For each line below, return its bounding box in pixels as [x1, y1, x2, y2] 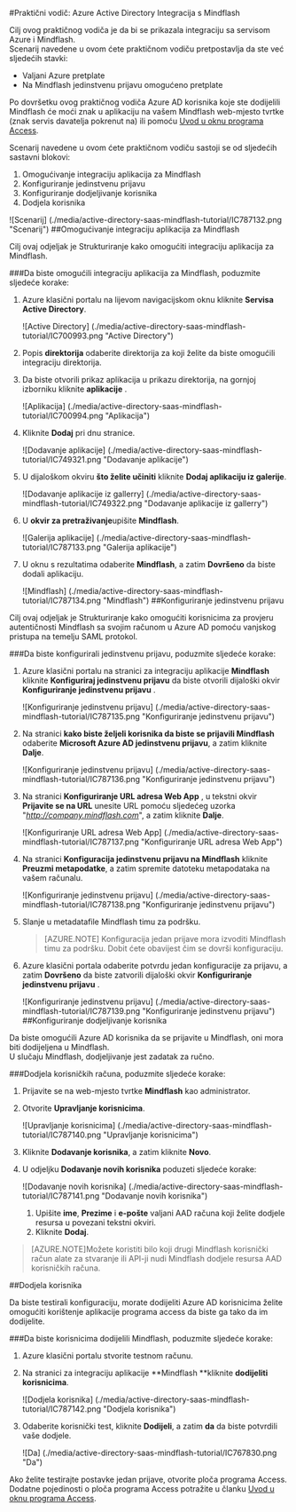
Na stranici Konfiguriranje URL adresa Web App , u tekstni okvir [21, 791, 258, 802]
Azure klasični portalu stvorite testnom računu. [21, 1350, 193, 1361]
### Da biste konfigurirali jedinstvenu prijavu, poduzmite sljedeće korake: [9, 648, 277, 659]
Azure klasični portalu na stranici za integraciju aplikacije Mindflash [21, 666, 270, 676]
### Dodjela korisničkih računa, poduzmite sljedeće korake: [9, 1069, 226, 1079]
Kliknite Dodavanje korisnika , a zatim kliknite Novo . [21, 1147, 212, 1157]
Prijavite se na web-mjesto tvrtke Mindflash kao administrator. [21, 1086, 251, 1096]
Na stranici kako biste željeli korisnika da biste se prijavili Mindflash [21, 728, 275, 739]
